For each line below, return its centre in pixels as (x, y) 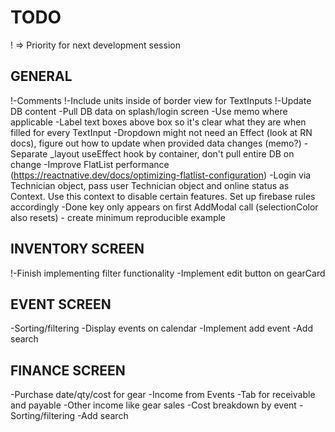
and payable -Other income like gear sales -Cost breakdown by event (153, 405)
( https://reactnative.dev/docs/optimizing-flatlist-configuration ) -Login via (161, 175)
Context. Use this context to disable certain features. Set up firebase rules (163, 196)
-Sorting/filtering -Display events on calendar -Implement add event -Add (161, 328)
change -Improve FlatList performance (90, 164)
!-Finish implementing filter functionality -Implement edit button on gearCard (168, 273)
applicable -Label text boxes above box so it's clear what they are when (158, 122)
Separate (29, 153)
